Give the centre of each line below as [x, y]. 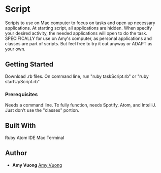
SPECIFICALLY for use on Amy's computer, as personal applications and [78, 38]
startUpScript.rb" [23, 81]
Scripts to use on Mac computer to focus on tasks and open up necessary [80, 23]
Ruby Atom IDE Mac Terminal [35, 138]
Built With [20, 126]
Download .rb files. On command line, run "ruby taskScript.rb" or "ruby [77, 76]
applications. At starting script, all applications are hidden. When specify [79, 28]
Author [16, 153]
